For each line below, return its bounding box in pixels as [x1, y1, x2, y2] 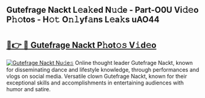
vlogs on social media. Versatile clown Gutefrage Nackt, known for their [6, 73, 187, 80]
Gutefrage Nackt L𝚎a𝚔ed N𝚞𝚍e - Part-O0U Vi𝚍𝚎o [6, 5, 199, 15]
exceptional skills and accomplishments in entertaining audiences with [6, 79, 184, 86]
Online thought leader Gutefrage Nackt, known [75, 59, 193, 66]
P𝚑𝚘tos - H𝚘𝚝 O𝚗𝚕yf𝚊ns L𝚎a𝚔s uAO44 [6, 15, 160, 25]
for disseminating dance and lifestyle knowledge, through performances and [6, 66, 199, 73]
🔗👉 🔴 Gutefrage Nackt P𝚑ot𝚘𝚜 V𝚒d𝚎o [6, 40, 157, 50]
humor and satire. [6, 86, 51, 92]
